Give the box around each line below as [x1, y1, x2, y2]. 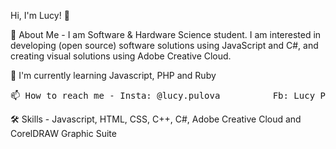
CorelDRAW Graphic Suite [10, 128, 117, 139]
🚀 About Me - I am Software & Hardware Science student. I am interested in [10, 29, 322, 40]
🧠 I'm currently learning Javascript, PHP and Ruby [10, 70, 217, 81]
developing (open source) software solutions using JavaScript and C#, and [10, 40, 319, 51]
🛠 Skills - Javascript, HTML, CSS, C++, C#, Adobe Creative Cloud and [10, 113, 302, 125]
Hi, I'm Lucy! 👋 [10, 10, 70, 21]
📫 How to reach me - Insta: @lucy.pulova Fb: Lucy [10, 90, 316, 101]
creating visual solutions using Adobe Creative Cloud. [10, 50, 232, 62]
